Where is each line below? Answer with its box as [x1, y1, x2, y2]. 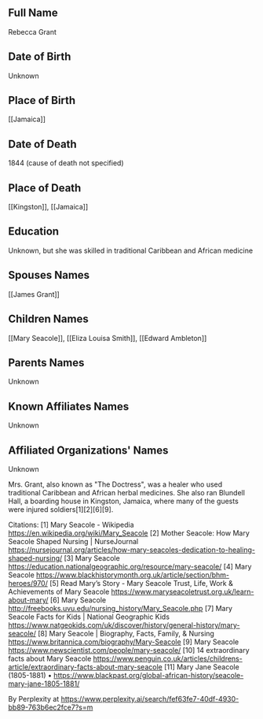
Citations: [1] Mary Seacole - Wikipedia [8, 520, 134, 529]
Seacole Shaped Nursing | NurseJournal [8, 536, 139, 546]
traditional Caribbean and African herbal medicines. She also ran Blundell [8, 487, 246, 497]
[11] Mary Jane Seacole [163, 662, 239, 672]
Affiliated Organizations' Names [8, 443, 169, 457]
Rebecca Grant [8, 27, 57, 36]
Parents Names [8, 356, 85, 369]
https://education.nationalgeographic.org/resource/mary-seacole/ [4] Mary [8, 561, 252, 571]
